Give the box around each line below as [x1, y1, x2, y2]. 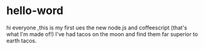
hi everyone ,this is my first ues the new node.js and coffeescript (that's [6, 24, 187, 31]
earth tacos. [6, 37, 37, 44]
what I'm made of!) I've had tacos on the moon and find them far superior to [6, 30, 198, 37]
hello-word [6, 4, 64, 18]
